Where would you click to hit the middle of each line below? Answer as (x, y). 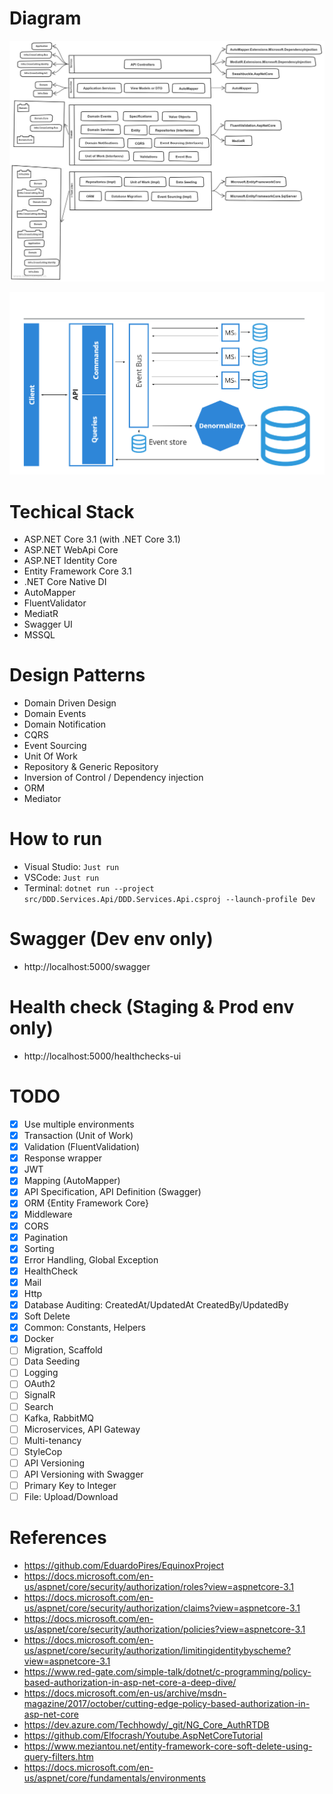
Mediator (42, 799)
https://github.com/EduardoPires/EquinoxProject (123, 1566)
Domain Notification (65, 724)
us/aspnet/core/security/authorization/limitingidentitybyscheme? (157, 1651)
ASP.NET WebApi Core (71, 550)
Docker (39, 1339)
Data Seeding (52, 1361)
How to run (56, 839)
